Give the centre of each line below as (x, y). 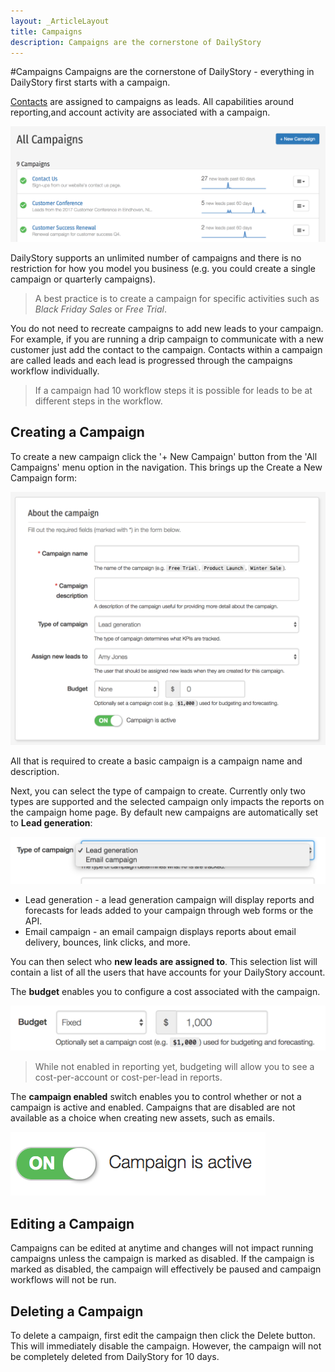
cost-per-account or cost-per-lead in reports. (128, 1077)
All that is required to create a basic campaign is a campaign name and (156, 761)
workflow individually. (55, 371)
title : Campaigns (46, 31)
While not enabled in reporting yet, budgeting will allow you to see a (174, 1067)
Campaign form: (44, 477)
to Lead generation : (51, 823)
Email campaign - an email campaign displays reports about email (160, 932)
